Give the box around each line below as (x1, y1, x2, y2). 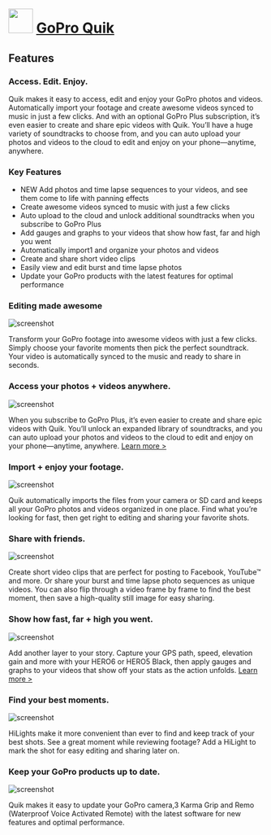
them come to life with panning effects (19, 194, 149, 203)
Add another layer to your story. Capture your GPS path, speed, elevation (8, 648, 253, 658)
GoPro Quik (36, 19, 115, 37)
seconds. (8, 361, 40, 370)
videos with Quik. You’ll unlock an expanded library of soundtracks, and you (8, 423, 263, 433)
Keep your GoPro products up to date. (8, 766, 161, 777)
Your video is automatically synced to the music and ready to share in (8, 352, 241, 361)
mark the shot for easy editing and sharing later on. (8, 745, 180, 755)
